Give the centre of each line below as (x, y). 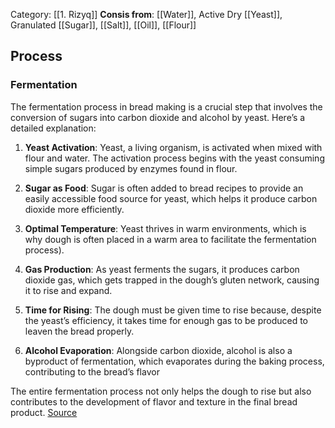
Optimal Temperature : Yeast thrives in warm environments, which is (165, 228)
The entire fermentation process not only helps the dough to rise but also (161, 391)
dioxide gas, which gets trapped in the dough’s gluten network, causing (172, 280)
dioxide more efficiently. (74, 209)
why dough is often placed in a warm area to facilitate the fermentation (170, 239)
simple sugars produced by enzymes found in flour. (131, 168)
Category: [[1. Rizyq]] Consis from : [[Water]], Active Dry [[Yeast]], (146, 14)
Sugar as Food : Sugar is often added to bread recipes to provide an (164, 188)
